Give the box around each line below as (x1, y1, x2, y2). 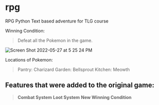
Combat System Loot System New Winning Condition (17, 94, 132, 100)
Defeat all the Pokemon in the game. (17, 37, 93, 43)
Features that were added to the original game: (5, 81, 154, 89)
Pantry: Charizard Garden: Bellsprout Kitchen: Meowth (17, 66, 130, 72)
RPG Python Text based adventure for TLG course (5, 18, 109, 24)
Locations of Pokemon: (5, 56, 53, 62)
